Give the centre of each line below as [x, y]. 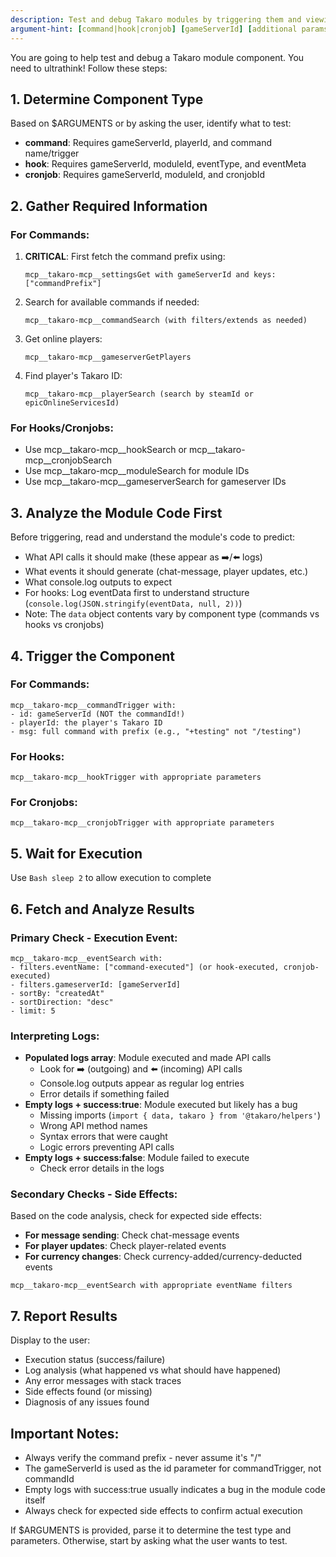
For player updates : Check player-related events [125, 1246]
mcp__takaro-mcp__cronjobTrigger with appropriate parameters [142, 823]
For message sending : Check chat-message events [132, 1235]
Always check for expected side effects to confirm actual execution [163, 1511]
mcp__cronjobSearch [68, 460]
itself [35, 1500]
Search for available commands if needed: [112, 302]
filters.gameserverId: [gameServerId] [100, 984]
